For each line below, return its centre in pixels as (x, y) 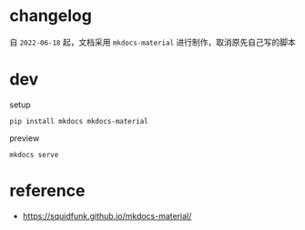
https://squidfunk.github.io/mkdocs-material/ (107, 215)
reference (47, 191)
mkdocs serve (34, 155)
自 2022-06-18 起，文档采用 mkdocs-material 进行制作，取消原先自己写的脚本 (152, 42)
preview (25, 138)
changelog (51, 16)
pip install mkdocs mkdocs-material (79, 121)
